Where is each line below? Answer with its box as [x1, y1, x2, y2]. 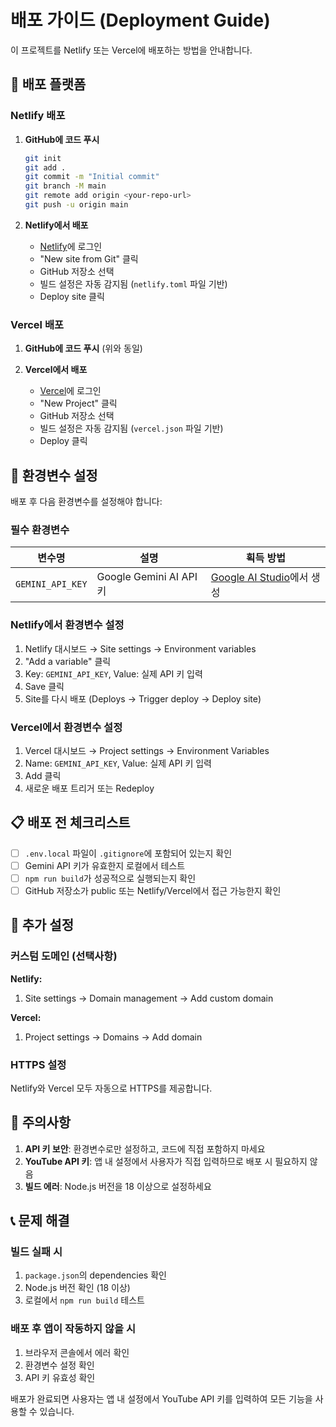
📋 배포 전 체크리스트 [10, 814, 131, 831]
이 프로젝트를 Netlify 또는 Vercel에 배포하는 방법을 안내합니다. [10, 44, 253, 56]
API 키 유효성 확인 [24, 1371, 96, 1383]
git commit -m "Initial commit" [24, 172, 160, 182]
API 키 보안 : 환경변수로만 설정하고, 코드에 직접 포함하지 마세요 [24, 1142, 266, 1155]
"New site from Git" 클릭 [39, 252, 139, 265]
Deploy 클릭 [39, 435, 88, 447]
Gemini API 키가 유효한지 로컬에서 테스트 [24, 859, 186, 871]
